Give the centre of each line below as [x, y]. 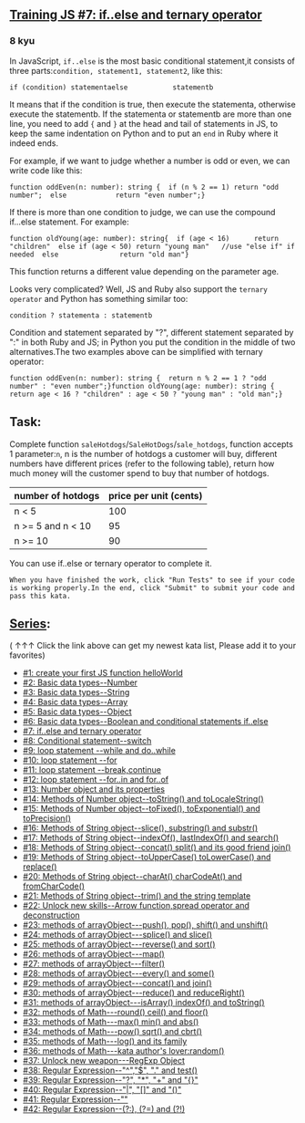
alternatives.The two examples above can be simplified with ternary [137, 351]
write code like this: [46, 170]
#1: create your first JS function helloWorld [103, 673]
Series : [30, 624]
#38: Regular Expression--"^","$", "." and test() [110, 1070]
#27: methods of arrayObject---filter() [94, 964]
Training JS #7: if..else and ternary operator [136, 15]
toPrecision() [46, 818]
